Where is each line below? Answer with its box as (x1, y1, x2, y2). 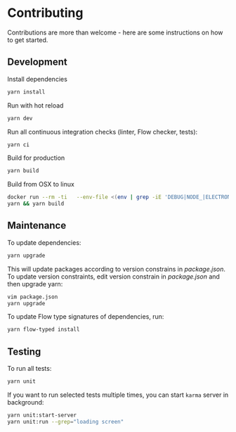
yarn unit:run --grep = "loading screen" (7, 418, 124, 425)
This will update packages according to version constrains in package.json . (7, 265, 226, 273)
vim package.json (7, 293, 58, 300)
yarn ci (7, 141, 30, 148)
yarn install (7, 88, 46, 96)
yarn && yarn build (7, 201, 65, 208)
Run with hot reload (7, 101, 64, 110)
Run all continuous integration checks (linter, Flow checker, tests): (7, 127, 198, 136)
